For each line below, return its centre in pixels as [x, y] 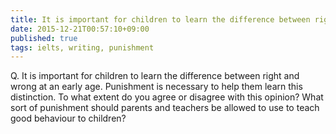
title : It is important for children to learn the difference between [160, 19]
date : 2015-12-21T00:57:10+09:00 [80, 29]
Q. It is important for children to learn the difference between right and [155, 76]
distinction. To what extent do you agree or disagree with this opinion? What [167, 97]
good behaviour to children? [68, 118]
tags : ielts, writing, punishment [82, 47]
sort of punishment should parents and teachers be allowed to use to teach [165, 108]
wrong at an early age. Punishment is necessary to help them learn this [156, 87]
